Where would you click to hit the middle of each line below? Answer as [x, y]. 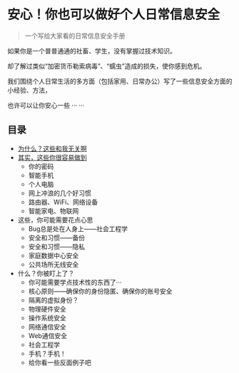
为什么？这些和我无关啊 [52, 148]
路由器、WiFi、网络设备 [63, 202]
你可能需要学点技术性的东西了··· [75, 282]
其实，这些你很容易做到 [52, 157]
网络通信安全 [47, 327]
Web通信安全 [48, 335]
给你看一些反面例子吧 [60, 362]
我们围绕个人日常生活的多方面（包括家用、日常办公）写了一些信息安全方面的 [120, 81]
